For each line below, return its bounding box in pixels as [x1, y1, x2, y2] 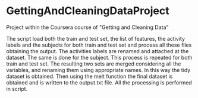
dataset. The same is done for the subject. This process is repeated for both [6, 54, 193, 61]
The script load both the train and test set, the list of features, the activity [6, 35, 186, 42]
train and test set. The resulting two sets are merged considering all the [6, 60, 181, 67]
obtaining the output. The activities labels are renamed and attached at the [6, 47, 189, 54]
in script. [6, 85, 28, 92]
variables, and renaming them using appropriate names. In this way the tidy [6, 66, 191, 73]
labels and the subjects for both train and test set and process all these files [6, 41, 192, 48]
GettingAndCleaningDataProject [6, 4, 169, 18]
